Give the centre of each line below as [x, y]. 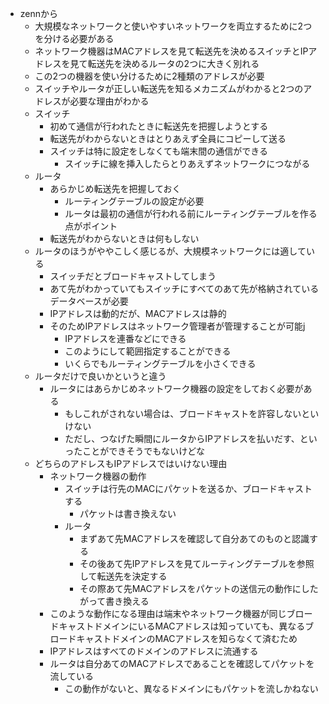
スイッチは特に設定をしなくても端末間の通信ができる [158, 151]
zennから [39, 13]
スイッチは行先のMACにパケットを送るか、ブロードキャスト [188, 488]
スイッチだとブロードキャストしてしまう [133, 276]
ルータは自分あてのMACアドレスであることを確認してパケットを [182, 663]
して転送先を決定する [123, 576]
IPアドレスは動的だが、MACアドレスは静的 [138, 313]
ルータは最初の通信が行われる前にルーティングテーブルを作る [191, 213]
